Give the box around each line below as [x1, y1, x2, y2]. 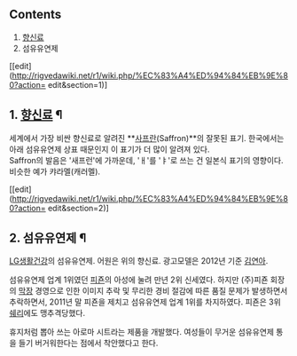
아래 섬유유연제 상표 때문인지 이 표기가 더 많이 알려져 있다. [9, 144, 210, 154]
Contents [9, 7, 62, 22]
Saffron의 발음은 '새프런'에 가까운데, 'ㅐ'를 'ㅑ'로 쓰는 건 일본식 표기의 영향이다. [9, 154, 284, 165]
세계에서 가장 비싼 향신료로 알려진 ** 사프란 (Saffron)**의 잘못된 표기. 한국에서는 [9, 132, 285, 143]
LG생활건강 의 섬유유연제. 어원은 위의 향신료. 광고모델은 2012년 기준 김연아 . [9, 256, 269, 266]
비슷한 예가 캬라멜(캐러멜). [9, 166, 100, 177]
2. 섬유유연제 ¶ [9, 231, 87, 246]
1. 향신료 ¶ [9, 107, 63, 123]
